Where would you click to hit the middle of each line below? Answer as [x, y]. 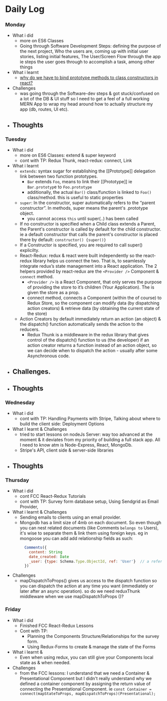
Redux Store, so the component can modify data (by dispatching [93, 303]
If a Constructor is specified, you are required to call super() [81, 245]
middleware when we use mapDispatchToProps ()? [72, 597]
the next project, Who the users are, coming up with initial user [84, 51]
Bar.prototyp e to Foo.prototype [60, 187]
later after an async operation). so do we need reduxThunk [80, 591]
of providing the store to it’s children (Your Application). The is [91, 287]
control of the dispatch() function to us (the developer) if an [88, 340]
